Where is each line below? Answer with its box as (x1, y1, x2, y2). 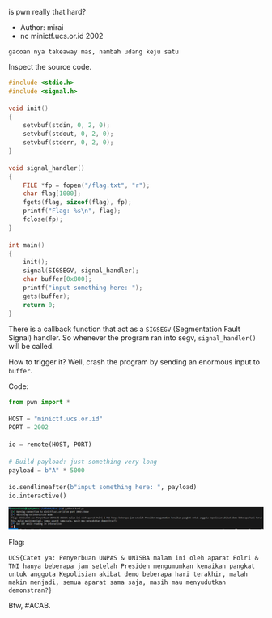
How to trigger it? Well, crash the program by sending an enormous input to (8, 356, 261, 367)
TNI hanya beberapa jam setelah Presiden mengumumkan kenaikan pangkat (8, 562, 255, 570)
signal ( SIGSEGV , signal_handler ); (23, 266, 139, 275)
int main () (8, 241, 45, 249)
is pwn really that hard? (8, 7, 87, 16)
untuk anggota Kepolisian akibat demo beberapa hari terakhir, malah (8, 570, 249, 578)
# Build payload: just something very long (8, 458, 158, 466)
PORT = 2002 (8, 424, 49, 432)
